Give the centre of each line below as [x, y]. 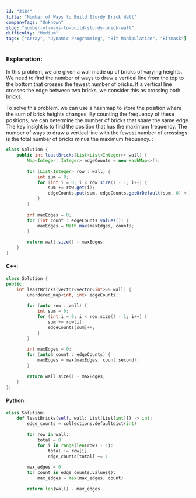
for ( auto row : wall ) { [57, 306]
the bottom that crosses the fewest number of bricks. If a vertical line [89, 84]
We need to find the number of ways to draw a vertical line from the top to [95, 78]
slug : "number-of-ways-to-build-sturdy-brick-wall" [70, 28]
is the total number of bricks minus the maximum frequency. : [80, 139]
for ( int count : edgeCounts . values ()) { [78, 220]
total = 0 [49, 440]
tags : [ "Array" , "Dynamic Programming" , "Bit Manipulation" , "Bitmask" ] [96, 39]
